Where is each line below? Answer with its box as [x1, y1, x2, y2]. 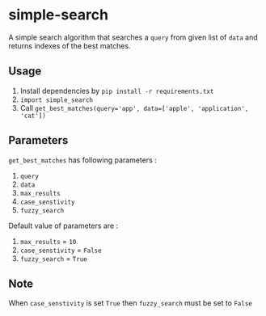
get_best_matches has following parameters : [8, 155, 158, 165]
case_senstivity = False [19, 245, 103, 255]
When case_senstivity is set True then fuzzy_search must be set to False [8, 298, 252, 308]
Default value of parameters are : [8, 221, 119, 230]
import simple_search [19, 95, 93, 104]
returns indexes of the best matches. [8, 40, 131, 50]
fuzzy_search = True [19, 253, 87, 263]
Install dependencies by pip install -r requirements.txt [19, 86, 214, 95]
